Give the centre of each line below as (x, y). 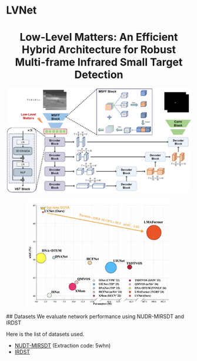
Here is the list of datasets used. (45, 334)
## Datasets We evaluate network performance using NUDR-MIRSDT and (95, 316)
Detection (99, 75)
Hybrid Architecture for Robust (99, 50)
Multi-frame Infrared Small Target (99, 62)
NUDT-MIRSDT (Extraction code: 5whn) (63, 345)
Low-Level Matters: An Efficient (99, 37)
